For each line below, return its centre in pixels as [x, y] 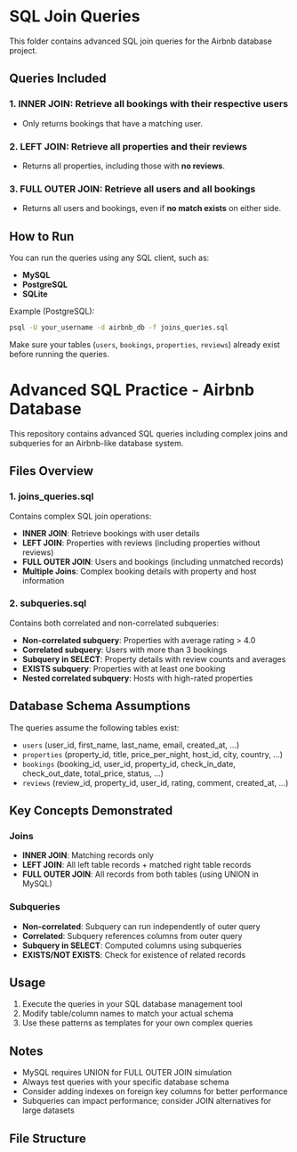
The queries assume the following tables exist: [94, 727]
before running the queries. [59, 354]
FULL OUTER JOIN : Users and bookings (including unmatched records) [153, 561]
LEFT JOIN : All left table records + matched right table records [136, 865]
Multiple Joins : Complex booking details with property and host [139, 571]
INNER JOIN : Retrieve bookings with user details [111, 533]
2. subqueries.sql [48, 603]
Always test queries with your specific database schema [125, 1082]
